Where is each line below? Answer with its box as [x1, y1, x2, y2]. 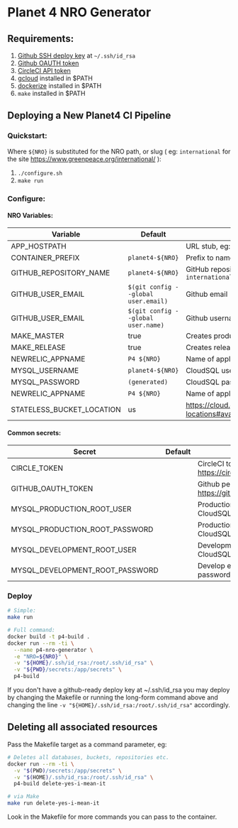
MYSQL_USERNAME [11, 365, 79, 375]
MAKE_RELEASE [11, 342, 66, 352]
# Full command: [7, 626, 55, 634]
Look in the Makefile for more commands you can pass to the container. [7, 812, 217, 821]
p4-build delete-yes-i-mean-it [13, 780, 106, 788]
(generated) [127, 378, 169, 386]
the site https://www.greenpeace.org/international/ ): [7, 154, 161, 163]
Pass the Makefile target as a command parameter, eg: [7, 740, 167, 748]
